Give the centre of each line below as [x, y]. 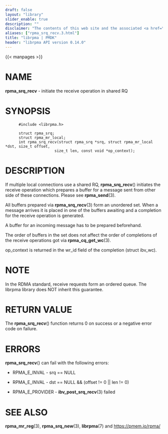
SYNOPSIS [28, 111]
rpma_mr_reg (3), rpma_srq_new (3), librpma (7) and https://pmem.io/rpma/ [83, 426]
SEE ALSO [26, 412]
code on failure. [21, 329]
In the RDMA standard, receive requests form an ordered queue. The [76, 284]
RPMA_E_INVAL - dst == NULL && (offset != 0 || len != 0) [70, 382]
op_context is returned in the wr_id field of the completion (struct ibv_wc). [81, 250]
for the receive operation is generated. [45, 215]
